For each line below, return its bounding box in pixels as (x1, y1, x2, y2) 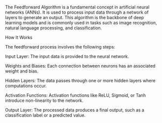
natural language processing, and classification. (5, 25, 102, 31)
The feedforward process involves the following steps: (5, 44, 115, 49)
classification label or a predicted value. (5, 112, 86, 118)
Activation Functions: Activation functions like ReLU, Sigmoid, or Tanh (5, 93, 146, 98)
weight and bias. (5, 68, 39, 74)
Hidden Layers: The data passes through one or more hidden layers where (5, 78, 156, 83)
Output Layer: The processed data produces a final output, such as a (5, 107, 145, 113)
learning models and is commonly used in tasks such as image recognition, (5, 20, 157, 25)
